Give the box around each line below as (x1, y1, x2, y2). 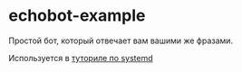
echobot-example (8, 5, 146, 26)
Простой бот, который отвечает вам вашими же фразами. (8, 35, 233, 46)
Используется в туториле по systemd (8, 52, 153, 63)
